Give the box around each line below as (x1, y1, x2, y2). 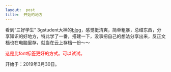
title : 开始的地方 (5, 12, 43, 17)
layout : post (5, 7, 36, 13)
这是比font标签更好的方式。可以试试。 (5, 50, 85, 56)
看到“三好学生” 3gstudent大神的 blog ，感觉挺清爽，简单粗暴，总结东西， (5, 26, 157, 33)
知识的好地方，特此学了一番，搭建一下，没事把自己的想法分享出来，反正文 (9, 33, 166, 39)
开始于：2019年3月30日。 (5, 61, 60, 67)
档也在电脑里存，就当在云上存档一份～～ (5, 39, 90, 46)
